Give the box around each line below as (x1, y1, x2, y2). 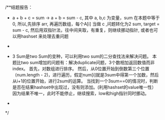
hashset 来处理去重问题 (21, 34, 69, 39)
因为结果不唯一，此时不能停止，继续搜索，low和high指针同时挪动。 (12, 90, 149, 96)
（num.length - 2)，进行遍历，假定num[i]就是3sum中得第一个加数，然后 (12, 72, 159, 78)
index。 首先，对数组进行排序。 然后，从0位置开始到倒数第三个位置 (12, 66, 150, 72)
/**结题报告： (5, 4, 33, 10)
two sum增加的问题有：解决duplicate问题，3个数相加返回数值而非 (21, 60, 155, 65)
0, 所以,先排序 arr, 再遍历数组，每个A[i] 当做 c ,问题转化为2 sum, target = (12, 21, 160, 27)
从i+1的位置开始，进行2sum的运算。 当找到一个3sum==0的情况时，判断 (12, 78, 159, 84)
